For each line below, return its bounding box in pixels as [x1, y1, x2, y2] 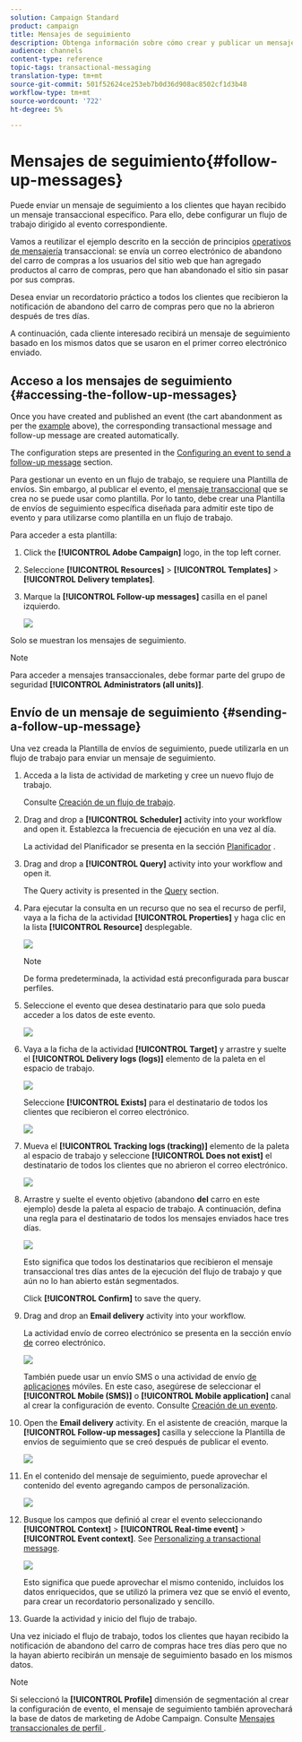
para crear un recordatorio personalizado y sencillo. [22, 1596, 215, 1607]
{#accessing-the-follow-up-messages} [10, 387, 237, 402]
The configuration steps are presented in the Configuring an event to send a [10, 447, 291, 458]
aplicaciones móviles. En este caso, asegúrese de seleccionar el [22, 1381, 262, 1392]
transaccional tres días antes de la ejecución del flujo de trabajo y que [22, 1265, 282, 1277]
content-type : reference [10, 55, 103, 64]
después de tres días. [10, 311, 91, 322]
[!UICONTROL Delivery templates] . [22, 574, 155, 584]
